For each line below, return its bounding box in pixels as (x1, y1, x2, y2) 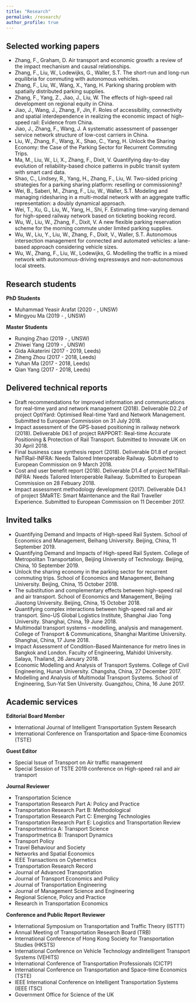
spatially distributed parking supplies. (14, 88, 105, 95)
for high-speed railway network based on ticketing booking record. (14, 212, 177, 220)
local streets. (14, 262, 46, 269)
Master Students (6, 323, 48, 330)
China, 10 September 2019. (14, 562, 80, 569)
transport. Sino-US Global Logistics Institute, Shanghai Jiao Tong (14, 612, 171, 619)
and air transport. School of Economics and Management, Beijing (14, 593, 172, 600)
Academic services (6, 697, 78, 707)
